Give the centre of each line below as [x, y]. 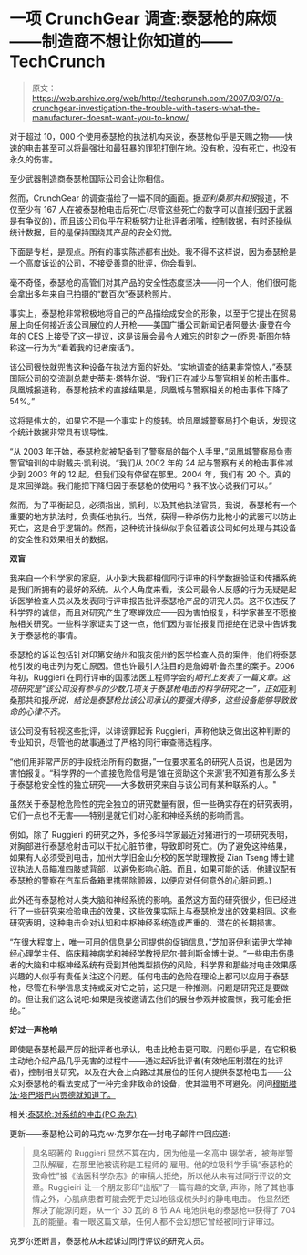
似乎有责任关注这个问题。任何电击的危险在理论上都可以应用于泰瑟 [164, 976]
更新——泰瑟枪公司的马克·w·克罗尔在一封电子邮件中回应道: [120, 1134]
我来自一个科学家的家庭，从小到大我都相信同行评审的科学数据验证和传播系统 [153, 578]
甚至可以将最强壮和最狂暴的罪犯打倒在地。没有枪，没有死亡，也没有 [169, 148]
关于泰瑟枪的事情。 [46, 634]
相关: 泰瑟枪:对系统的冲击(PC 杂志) [73, 1114]
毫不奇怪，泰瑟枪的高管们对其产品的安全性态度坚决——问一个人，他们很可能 [153, 282]
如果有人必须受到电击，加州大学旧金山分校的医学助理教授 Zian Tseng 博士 [148, 857]
